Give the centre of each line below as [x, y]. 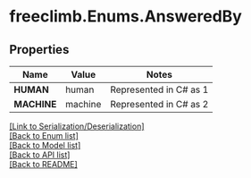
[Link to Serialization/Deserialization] [77, 126]
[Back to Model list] [45, 145]
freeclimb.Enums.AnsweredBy [126, 17]
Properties [39, 50]
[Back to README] [43, 164]
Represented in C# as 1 [159, 89]
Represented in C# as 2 [159, 104]
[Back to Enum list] [44, 136]
